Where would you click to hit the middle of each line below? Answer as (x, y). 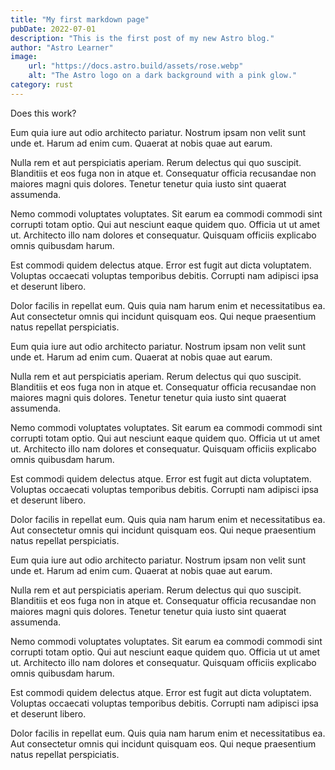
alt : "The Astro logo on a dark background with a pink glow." (163, 76)
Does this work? (43, 113)
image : (24, 57)
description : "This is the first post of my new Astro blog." (142, 38)
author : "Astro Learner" (62, 47)
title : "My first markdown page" (80, 19)
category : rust (42, 85)
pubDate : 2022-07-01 (53, 29)
